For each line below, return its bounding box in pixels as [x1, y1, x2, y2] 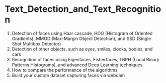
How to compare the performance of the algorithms [11, 67, 118, 73]
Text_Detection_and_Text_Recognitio [4, 3, 162, 15]
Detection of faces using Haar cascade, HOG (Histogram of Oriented [11, 30, 153, 36]
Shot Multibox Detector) [11, 41, 61, 46]
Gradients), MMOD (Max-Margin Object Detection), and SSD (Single [11, 36, 151, 41]
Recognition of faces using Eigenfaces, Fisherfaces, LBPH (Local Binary [11, 56, 160, 62]
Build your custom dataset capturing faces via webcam [11, 72, 125, 78]
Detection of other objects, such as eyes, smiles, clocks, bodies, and [11, 46, 153, 52]
